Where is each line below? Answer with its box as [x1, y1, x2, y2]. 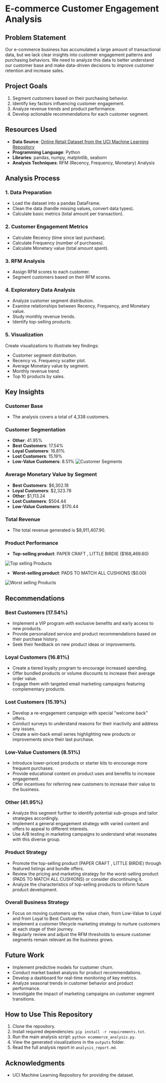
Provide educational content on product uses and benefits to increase [12, 771, 155, 776]
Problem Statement [5, 33, 66, 42]
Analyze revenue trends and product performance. [12, 105, 116, 112]
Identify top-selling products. [12, 319, 72, 325]
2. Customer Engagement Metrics [5, 223, 88, 230]
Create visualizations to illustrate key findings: [5, 342, 99, 348]
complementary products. [12, 686, 65, 692]
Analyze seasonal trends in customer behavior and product [12, 980, 133, 986]
